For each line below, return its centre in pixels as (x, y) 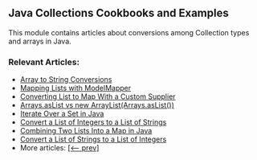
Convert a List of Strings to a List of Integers (93, 139)
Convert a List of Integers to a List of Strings (93, 122)
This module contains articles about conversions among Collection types (129, 32)
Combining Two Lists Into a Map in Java (86, 131)
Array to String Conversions (66, 80)
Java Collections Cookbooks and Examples (118, 13)
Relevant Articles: (44, 62)
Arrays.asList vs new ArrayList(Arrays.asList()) (97, 105)
